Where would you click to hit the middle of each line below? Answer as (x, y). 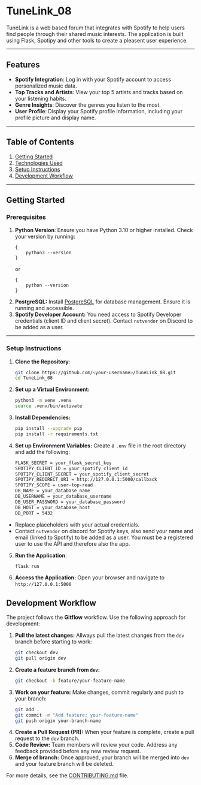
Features (23, 65)
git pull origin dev (40, 658)
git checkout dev (36, 653)
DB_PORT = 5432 (34, 513)
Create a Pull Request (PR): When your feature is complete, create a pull (104, 732)
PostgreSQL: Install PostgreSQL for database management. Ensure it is (103, 302)
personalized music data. (46, 86)
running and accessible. (45, 308)
